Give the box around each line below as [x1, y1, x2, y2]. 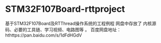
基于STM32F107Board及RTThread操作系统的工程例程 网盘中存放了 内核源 [5, 20, 157, 26]
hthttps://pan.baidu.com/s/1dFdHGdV [5, 32, 82, 38]
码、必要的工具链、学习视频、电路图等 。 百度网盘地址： [5, 26, 121, 33]
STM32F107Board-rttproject [5, 3, 126, 15]
